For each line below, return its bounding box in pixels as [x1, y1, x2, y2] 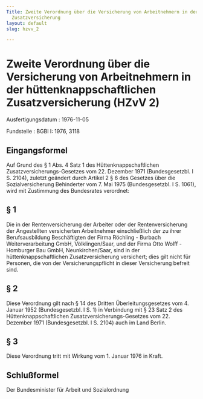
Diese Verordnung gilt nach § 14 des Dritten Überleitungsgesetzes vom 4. [6, 300, 189, 307]
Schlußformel [6, 370, 59, 380]
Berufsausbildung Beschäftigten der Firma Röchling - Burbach [6, 233, 161, 241]
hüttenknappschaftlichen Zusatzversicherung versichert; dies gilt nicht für [6, 253, 191, 260]
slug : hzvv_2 [6, 25, 39, 32]
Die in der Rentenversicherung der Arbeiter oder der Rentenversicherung [6, 221, 188, 228]
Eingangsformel [6, 145, 68, 155]
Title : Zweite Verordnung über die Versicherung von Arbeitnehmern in [6, 8, 188, 15]
